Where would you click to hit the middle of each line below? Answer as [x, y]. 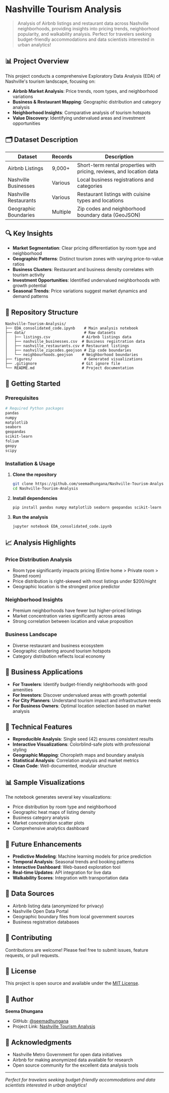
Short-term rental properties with [117, 165]
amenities [23, 690]
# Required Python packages [35, 408]
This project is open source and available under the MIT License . [72, 983]
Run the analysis [30, 517]
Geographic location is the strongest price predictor [66, 587]
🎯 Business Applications [44, 672]
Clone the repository [34, 474]
